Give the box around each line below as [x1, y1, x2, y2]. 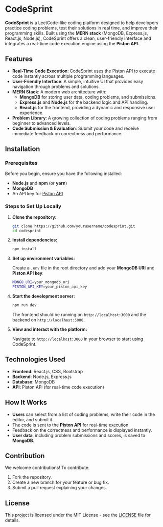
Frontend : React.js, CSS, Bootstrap [12, 368, 83, 374]
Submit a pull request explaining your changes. [12, 485, 107, 491]
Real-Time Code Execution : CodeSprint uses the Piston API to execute [12, 68, 156, 74]
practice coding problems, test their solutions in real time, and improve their [5, 25, 158, 30]
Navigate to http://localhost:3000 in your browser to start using [12, 336, 143, 342]
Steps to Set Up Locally [5, 203, 62, 210]
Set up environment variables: [12, 256, 75, 262]
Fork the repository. [12, 474, 52, 480]
